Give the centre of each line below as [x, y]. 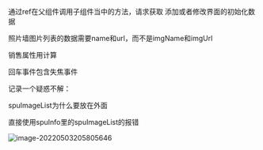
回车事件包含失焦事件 [43, 72]
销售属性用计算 [32, 55]
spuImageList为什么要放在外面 [58, 105]
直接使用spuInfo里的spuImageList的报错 [74, 122]
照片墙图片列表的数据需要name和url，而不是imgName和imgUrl [111, 38]
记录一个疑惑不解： [40, 88]
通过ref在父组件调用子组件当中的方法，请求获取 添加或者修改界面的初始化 [128, 11]
